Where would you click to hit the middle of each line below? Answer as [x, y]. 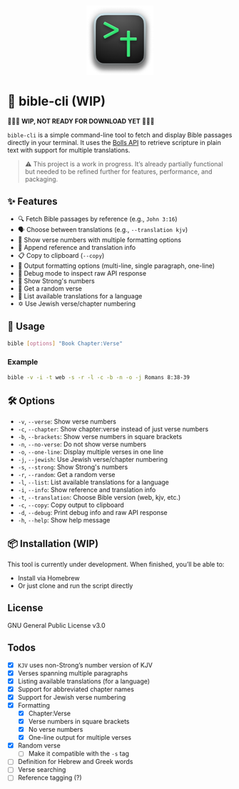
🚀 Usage [26, 326]
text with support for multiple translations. [69, 150]
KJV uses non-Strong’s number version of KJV [85, 665]
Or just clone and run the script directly [75, 586]
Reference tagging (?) [50, 778]
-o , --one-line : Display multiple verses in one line [91, 452]
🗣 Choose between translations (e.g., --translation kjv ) [102, 230]
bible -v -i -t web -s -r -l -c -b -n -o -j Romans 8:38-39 [99, 378]
